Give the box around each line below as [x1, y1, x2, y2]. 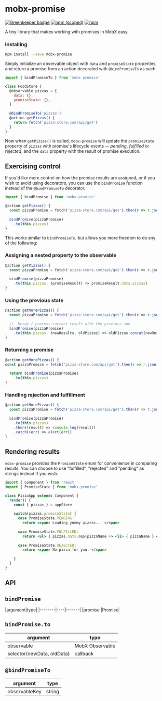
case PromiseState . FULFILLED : [17, 529, 79, 534]
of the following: [5, 240, 38, 246]
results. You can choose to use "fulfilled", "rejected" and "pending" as [5, 465, 145, 471]
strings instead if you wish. [5, 471, 59, 477]
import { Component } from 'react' [5, 480, 77, 485]
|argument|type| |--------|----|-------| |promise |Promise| [5, 607, 120, 613]
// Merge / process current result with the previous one [9, 321, 131, 327]
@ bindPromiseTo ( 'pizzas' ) [9, 111, 62, 116]
